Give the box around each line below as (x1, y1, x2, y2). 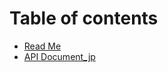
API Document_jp (23, 50, 96, 62)
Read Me (23, 40, 62, 52)
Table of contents (9, 7, 159, 30)
